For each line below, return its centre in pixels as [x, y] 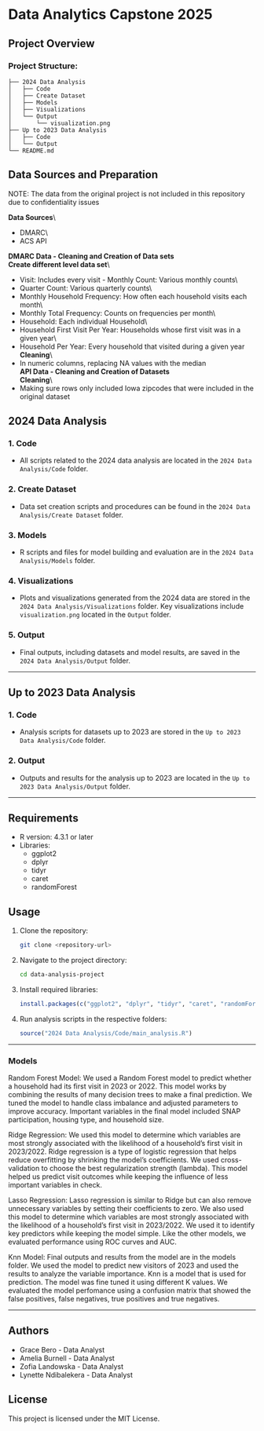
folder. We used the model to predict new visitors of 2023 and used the [123, 1265]
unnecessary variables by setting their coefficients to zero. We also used [126, 1208]
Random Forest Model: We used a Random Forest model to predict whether [130, 1078]
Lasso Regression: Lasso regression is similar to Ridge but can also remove [130, 1200]
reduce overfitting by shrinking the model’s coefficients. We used [114, 1159]
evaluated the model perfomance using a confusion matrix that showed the [130, 1290]
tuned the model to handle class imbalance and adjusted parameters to [123, 1103]
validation [24, 1168]
